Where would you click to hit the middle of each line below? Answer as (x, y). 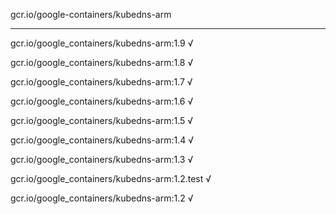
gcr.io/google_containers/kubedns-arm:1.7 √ (101, 82)
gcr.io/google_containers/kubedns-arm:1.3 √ (102, 159)
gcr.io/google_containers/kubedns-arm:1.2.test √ (111, 178)
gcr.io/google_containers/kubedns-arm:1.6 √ (102, 101)
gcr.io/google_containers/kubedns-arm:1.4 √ (102, 140)
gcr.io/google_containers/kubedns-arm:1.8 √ (102, 62)
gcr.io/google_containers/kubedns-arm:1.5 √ (102, 120)
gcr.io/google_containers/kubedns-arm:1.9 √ (102, 43)
